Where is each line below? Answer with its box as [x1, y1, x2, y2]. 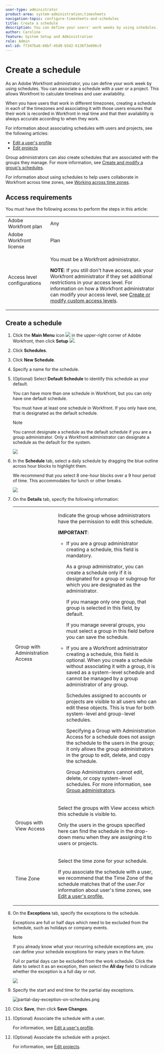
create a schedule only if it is [66, 569, 132, 576]
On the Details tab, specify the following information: [12, 496, 119, 502]
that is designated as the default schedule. [12, 410, 98, 416]
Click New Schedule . [12, 357, 55, 363]
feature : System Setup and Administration [5, 35, 93, 39]
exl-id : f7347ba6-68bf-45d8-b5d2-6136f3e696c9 [5, 43, 102, 48]
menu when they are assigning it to [72, 834, 152, 841]
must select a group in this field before [66, 628, 154, 635]
